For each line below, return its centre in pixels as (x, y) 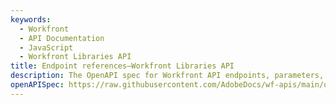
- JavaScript (46, 47)
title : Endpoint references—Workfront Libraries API (122, 66)
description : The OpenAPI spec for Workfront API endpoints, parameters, (167, 76)
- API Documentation (62, 38)
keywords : (31, 19)
